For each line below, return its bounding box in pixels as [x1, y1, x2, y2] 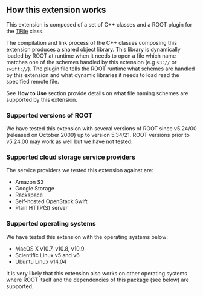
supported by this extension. [6, 96, 77, 103]
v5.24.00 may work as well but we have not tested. [6, 138, 133, 145]
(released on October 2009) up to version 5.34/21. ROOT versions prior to [6, 132, 190, 139]
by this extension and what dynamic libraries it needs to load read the [6, 71, 179, 78]
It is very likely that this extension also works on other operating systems [6, 269, 187, 277]
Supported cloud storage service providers [6, 153, 136, 161]
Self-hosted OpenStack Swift [14, 198, 88, 205]
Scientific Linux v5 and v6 [14, 251, 80, 258]
